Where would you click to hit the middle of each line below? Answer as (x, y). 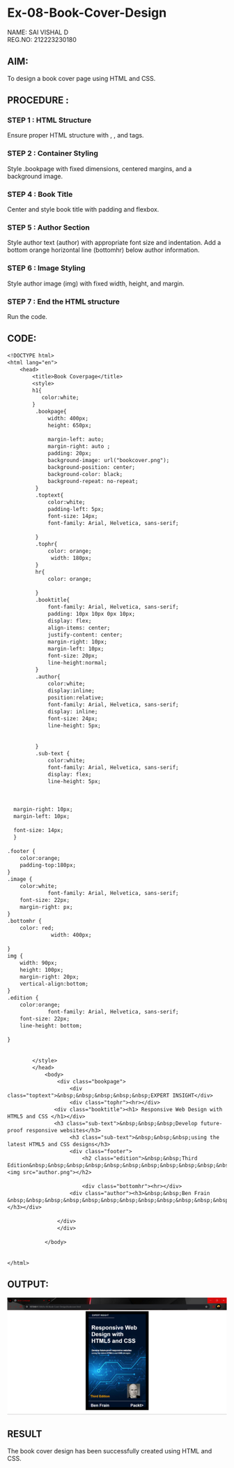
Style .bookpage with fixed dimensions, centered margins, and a (100, 168)
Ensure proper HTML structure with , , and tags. (76, 135)
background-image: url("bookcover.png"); (109, 460)
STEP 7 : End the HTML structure (64, 302)
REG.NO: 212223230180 (42, 39)
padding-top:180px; (48, 865)
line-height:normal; (78, 662)
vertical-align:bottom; (54, 984)
